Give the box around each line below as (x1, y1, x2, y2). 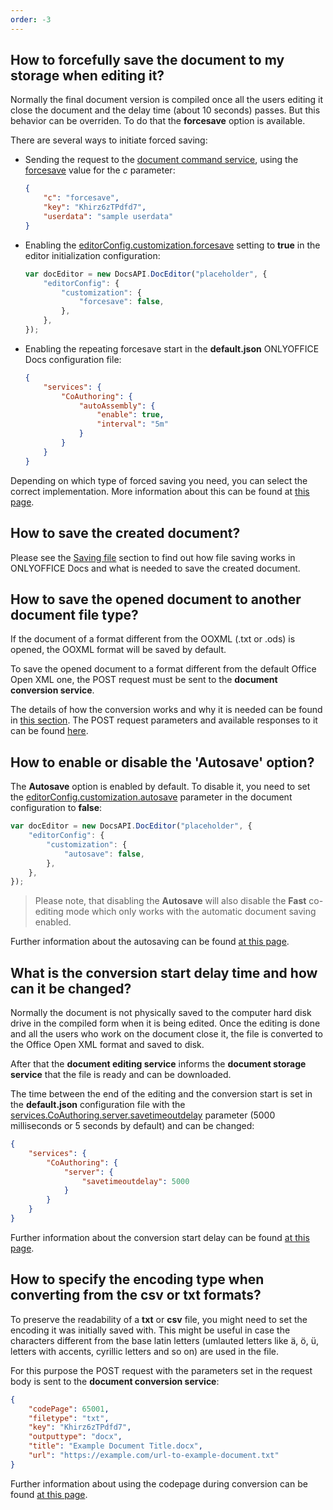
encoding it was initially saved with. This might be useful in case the (10, 1324, 291, 1336)
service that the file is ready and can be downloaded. (10, 1069, 232, 1081)
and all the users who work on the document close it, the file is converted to (10, 1028, 324, 1040)
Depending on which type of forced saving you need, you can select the (10, 474, 308, 486)
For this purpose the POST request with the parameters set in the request (10, 1364, 313, 1376)
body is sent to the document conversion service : (10, 1375, 220, 1387)
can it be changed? (10, 980, 132, 997)
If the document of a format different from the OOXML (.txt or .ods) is (10, 633, 296, 645)
